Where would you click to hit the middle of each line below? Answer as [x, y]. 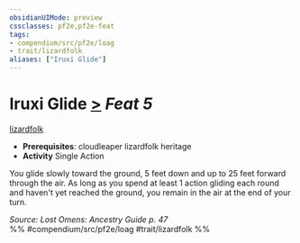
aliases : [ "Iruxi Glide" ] [58, 59]
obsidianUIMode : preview [56, 18]
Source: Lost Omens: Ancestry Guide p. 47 [89, 219]
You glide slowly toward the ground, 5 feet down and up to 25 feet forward [148, 173]
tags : [19, 34]
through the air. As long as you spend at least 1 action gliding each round [144, 183]
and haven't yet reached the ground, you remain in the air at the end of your [150, 192]
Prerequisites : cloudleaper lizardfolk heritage [107, 146]
